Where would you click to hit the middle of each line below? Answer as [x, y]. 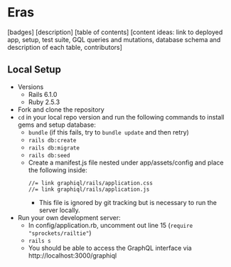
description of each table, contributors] [65, 47]
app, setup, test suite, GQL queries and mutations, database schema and [114, 39]
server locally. [59, 210]
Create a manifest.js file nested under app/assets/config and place [126, 162]
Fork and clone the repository [61, 109]
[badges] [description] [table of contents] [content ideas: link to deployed [115, 32]
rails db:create [52, 140]
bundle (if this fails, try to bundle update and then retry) [109, 132]
